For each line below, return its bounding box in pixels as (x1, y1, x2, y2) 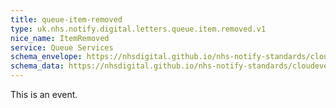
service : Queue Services (10, 42, 114, 53)
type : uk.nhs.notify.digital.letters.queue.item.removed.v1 (10, 24, 267, 34)
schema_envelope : (10, 52, 83, 62)
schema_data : (10, 61, 65, 71)
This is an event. (10, 89, 78, 100)
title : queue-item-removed (10, 14, 123, 25)
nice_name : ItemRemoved (10, 33, 110, 43)
